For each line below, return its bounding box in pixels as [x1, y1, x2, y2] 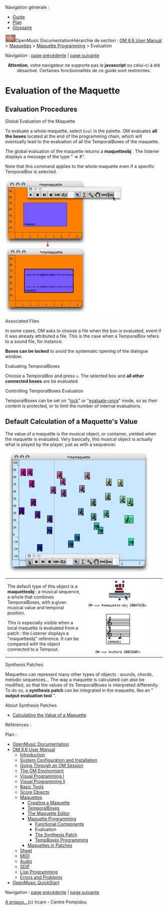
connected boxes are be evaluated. [5, 378, 79, 384]
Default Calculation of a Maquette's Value [5, 417, 138, 426]
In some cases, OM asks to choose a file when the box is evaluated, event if [5, 328, 161, 334]
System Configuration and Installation [19, 757, 97, 763]
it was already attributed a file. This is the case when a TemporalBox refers [5, 333, 159, 339]
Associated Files [5, 318, 39, 324]
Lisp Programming [19, 869, 58, 875]
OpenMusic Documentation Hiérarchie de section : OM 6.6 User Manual [15, 38, 162, 43]
